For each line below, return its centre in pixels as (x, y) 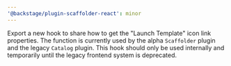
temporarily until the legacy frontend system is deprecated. (92, 55)
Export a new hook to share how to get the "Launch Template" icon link (109, 33)
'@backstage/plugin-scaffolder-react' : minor (74, 13)
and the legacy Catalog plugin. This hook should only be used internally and (116, 47)
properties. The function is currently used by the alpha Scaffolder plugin (111, 40)
